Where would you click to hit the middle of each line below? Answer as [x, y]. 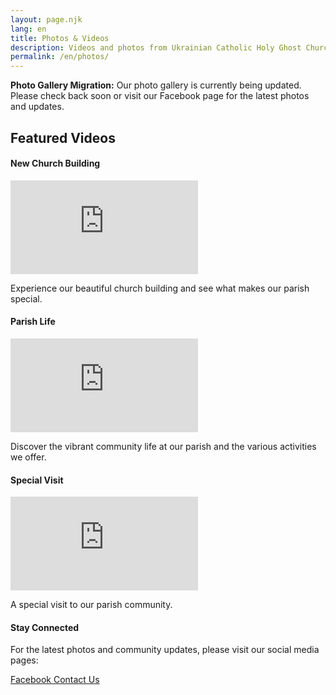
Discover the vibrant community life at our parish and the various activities [163, 446]
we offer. [28, 457]
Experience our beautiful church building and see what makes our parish [160, 288]
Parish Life [33, 322]
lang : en [28, 29]
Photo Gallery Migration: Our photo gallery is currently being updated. [156, 85]
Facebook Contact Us [55, 680]
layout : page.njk [46, 19]
